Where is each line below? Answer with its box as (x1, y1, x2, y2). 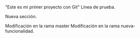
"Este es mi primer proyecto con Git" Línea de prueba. (5, 4, 115, 10)
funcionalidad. (5, 28, 35, 34)
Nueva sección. (5, 14, 37, 19)
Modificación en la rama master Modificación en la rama (5, 23, 120, 29)
